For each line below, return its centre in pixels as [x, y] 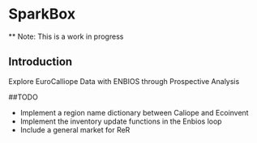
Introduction [41, 62]
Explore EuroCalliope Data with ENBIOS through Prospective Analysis [124, 81]
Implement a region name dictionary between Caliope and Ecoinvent [134, 112]
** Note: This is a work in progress [66, 36]
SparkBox [42, 14]
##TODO [23, 97]
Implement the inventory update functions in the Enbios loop [121, 121]
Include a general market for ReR [75, 129]
